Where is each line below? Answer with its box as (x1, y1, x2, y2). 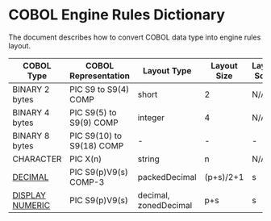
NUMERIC (12, 199, 51, 211)
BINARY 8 (12, 130, 50, 141)
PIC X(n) (69, 153, 102, 165)
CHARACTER (12, 153, 62, 165)
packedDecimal (137, 171, 197, 182)
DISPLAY (12, 190, 47, 201)
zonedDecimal (137, 199, 193, 211)
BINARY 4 (12, 106, 50, 118)
